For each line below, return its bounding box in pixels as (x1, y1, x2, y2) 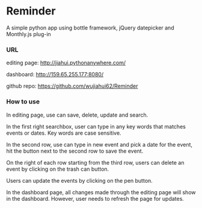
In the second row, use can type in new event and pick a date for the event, (6, 141, 193, 148)
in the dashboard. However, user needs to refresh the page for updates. (6, 195, 185, 202)
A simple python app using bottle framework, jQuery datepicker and (6, 24, 174, 31)
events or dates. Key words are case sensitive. (6, 129, 121, 136)
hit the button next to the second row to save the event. (6, 147, 144, 154)
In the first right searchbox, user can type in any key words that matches (6, 123, 186, 130)
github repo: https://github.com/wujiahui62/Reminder (6, 82, 138, 90)
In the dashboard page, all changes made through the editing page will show (6, 188, 196, 196)
